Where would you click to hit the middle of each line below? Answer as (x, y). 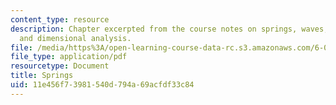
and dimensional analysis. (75, 38)
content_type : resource (60, 19)
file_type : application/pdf (69, 57)
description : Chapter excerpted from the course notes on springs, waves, (169, 29)
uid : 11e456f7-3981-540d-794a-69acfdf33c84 (102, 85)
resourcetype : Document (60, 66)
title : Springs (42, 76)
